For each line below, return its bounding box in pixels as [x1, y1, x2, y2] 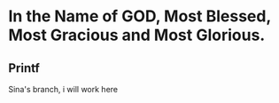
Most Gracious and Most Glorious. [8, 25, 266, 45]
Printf [8, 60, 41, 75]
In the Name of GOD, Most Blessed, [8, 6, 271, 27]
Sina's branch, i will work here [8, 84, 119, 94]
